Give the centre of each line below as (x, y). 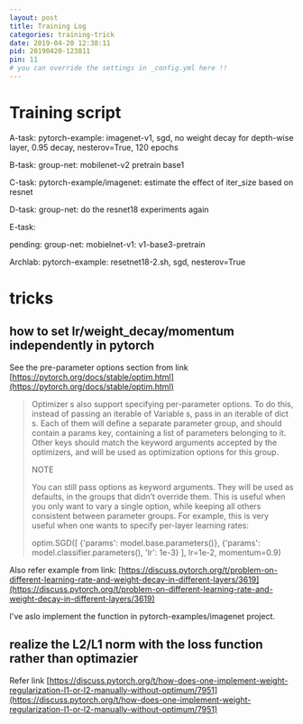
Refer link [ (29, 680)
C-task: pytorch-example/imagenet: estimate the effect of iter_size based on (151, 182)
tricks (32, 298)
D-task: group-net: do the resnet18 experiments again (109, 209)
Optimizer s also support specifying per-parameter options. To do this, (162, 404)
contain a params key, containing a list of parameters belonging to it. (159, 432)
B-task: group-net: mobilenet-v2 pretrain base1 (97, 164)
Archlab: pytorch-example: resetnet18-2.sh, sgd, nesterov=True (128, 262)
